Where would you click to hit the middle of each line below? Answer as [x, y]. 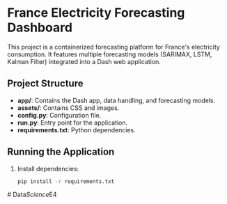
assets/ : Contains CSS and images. [68, 108]
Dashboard [40, 28]
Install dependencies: [48, 168]
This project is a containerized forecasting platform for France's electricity [114, 47]
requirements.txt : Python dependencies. [76, 130]
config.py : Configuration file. [59, 115]
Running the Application [61, 152]
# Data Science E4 [32, 195]
